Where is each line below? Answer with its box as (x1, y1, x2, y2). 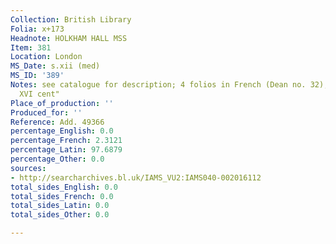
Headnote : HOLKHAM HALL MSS (10, 33, 128, 43)
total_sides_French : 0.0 (10, 191, 114, 201)
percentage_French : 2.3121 (10, 136, 123, 146)
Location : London (10, 52, 83, 62)
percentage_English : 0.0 (10, 126, 114, 136)
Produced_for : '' (10, 107, 83, 118)
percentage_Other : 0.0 (10, 154, 105, 164)
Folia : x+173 (10, 24, 65, 34)
